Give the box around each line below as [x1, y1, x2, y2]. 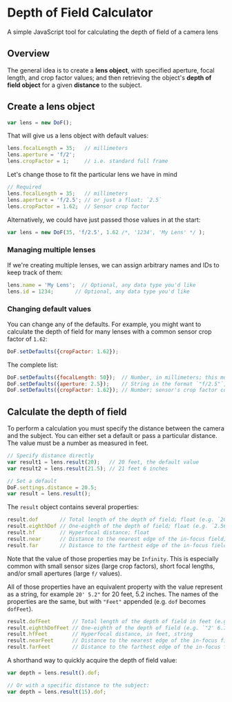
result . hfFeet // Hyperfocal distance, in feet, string [7, 631, 193, 638]
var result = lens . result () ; [7, 491, 91, 497]
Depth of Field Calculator [7, 5, 153, 21]
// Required [7, 184, 41, 191]
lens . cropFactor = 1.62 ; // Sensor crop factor [7, 202, 150, 210]
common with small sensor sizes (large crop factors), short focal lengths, [7, 562, 215, 570]
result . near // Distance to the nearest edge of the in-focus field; [7, 535, 227, 542]
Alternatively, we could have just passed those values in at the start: [7, 216, 201, 224]
